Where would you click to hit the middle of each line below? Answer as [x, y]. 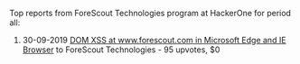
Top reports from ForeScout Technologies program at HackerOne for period [150, 13]
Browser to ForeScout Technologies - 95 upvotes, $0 [121, 50]
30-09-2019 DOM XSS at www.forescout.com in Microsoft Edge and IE [154, 40]
